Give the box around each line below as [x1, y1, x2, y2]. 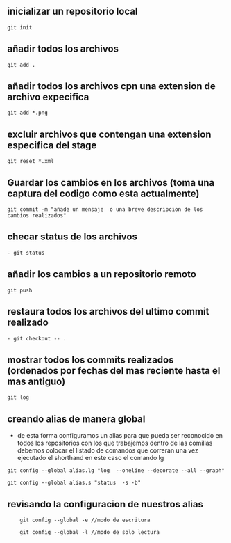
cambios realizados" [7, 212, 67, 219]
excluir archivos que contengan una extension [7, 128, 212, 140]
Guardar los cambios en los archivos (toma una [7, 177, 215, 189]
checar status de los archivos [7, 231, 137, 243]
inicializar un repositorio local [7, 6, 138, 17]
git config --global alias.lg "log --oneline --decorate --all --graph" [7, 467, 225, 474]
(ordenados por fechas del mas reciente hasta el [7, 365, 221, 377]
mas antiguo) [7, 375, 66, 387]
